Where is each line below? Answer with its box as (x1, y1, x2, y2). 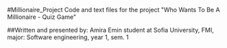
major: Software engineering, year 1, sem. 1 (7, 33, 129, 41)
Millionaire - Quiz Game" (7, 13, 77, 21)
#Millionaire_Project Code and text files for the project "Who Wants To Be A (7, 6, 221, 14)
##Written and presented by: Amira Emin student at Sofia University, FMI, (7, 26, 214, 34)
